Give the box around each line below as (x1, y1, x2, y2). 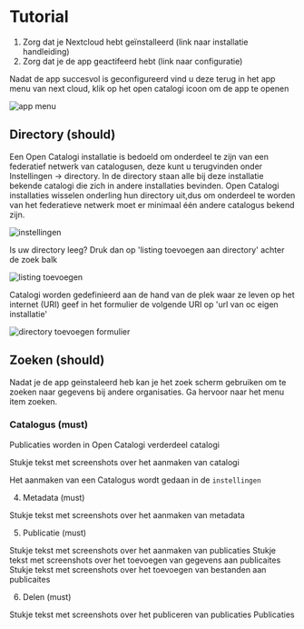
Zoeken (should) (9, 353, 105, 368)
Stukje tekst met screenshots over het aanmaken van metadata (9, 509, 245, 520)
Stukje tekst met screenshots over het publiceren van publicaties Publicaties (9, 609, 295, 620)
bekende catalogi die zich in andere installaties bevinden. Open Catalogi (9, 180, 279, 191)
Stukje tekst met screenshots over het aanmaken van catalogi (9, 456, 240, 467)
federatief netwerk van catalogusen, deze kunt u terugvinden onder (9, 161, 263, 172)
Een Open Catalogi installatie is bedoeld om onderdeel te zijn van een (9, 151, 270, 162)
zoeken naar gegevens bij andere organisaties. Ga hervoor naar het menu (9, 386, 285, 397)
